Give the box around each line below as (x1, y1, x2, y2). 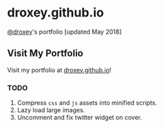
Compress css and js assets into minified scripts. (17, 98, 157, 107)
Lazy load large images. (17, 106, 85, 114)
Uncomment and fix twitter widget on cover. (17, 114, 143, 122)
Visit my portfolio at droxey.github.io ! (7, 65, 112, 74)
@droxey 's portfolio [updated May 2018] (7, 28, 122, 36)
